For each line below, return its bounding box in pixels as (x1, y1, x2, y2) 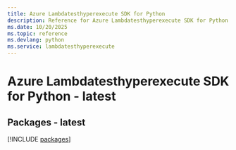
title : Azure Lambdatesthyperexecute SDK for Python (7, 10, 166, 18)
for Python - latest (7, 89, 116, 104)
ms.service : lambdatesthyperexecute (7, 43, 115, 50)
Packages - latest (7, 116, 86, 128)
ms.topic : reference (7, 30, 68, 37)
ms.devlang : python (7, 37, 65, 44)
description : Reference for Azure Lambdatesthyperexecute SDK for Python (7, 17, 229, 24)
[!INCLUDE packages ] (7, 135, 71, 143)
